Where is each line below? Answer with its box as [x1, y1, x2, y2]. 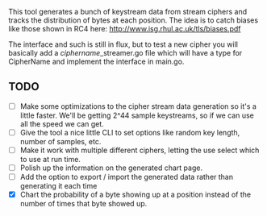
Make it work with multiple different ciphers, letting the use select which [19, 145, 260, 155]
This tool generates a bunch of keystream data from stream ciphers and [8, 7, 248, 16]
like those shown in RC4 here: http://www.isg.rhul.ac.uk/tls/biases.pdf [8, 24, 241, 33]
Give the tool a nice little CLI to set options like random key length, [19, 127, 240, 137]
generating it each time [19, 181, 98, 191]
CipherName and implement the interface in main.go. [8, 56, 185, 66]
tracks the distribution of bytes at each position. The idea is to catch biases [8, 15, 259, 25]
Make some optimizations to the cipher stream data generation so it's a [19, 101, 257, 111]
